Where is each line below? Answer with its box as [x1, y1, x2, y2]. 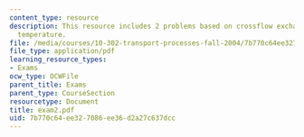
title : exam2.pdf [9, 105, 75, 114]
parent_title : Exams [9, 80, 88, 89]
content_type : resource [9, 13, 100, 23]
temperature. [17, 30, 67, 39]
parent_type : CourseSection [9, 88, 116, 97]
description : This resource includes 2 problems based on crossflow [9, 22, 273, 31]
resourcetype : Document [9, 96, 100, 106]
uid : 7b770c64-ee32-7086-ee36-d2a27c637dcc [9, 114, 176, 123]
